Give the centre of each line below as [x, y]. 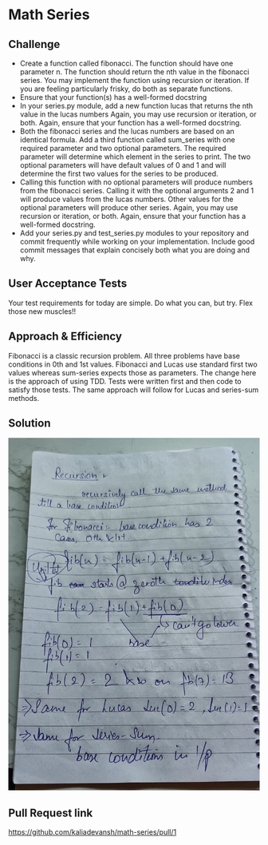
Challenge [34, 44]
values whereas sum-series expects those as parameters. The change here [132, 372]
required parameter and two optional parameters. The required [123, 148]
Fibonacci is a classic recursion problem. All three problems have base [124, 355]
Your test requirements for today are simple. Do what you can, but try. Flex [131, 303]
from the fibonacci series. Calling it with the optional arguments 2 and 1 [136, 190]
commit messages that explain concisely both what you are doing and [134, 250]
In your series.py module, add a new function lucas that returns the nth [136, 106]
